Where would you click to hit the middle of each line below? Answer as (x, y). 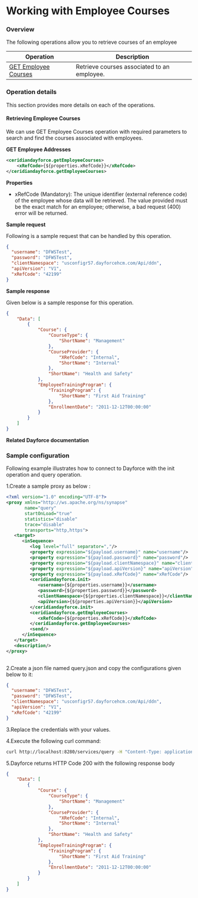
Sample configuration (38, 455)
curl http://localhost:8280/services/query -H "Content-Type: (84, 752)
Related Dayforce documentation (48, 440)
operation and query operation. (44, 475)
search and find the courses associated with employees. (75, 138)
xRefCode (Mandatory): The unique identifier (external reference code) (101, 194)
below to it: (20, 674)
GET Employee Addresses (39, 149)
